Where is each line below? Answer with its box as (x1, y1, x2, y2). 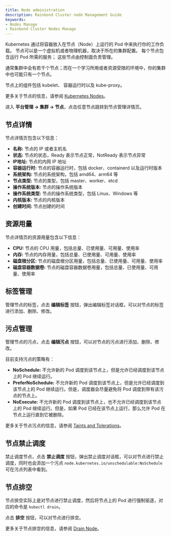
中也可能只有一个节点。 (5, 71, 54, 77)
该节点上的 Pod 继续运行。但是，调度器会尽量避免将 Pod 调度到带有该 (12, 386, 159, 392)
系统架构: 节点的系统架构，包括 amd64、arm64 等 (12, 171, 119, 177)
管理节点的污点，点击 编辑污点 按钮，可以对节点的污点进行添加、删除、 (5, 339, 155, 345)
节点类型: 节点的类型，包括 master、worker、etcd (12, 177, 118, 184)
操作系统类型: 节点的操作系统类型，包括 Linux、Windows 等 (12, 190, 138, 196)
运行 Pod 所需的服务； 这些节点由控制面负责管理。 (9, 54, 116, 60)
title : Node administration (5, 7, 65, 13)
